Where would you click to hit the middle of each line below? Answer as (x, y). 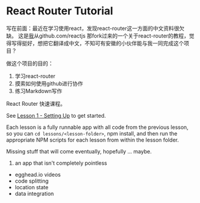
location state (32, 187)
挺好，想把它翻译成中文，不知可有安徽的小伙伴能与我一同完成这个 (103, 43)
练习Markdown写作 (39, 91)
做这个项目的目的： (30, 63)
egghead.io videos (38, 174)
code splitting (32, 181)
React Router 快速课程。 (36, 103)
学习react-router (35, 76)
